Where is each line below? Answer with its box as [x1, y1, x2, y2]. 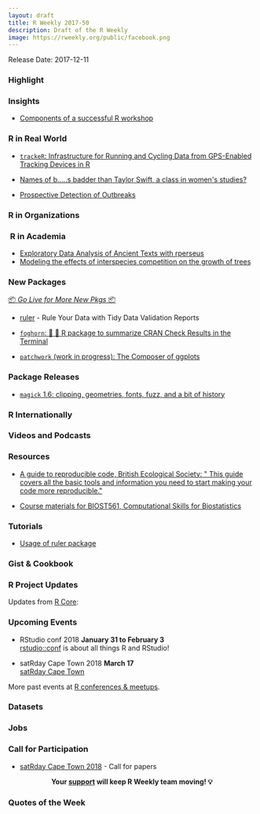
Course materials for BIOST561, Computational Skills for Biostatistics [19, 501, 242, 510]
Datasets [8, 702, 43, 713]
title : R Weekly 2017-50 [8, 19, 90, 27]
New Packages [8, 276, 67, 287]
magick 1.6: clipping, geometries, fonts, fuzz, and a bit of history [19, 389, 225, 399]
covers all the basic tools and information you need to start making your [19, 477, 253, 487]
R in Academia [9, 230, 67, 241]
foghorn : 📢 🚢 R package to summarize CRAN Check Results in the [19, 328, 232, 338]
